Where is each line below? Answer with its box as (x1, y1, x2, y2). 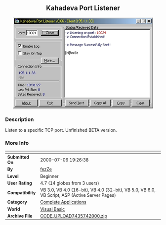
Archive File (7, 213, 33, 219)
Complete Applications (40, 199, 86, 205)
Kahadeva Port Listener (46, 4, 120, 12)
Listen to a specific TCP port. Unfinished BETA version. (5, 127, 117, 133)
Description (5, 116, 34, 123)
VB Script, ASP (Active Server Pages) (40, 192, 116, 198)
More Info (5, 140, 29, 147)
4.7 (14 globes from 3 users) (40, 180, 100, 186)
